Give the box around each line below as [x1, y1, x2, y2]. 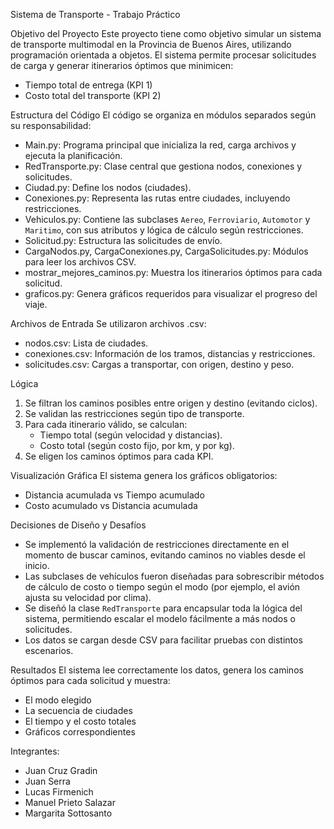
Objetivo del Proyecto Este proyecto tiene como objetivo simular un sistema [10, 28, 322, 39]
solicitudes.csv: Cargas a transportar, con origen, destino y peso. [24, 359, 295, 370]
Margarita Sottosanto [24, 807, 113, 819]
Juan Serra [24, 775, 71, 787]
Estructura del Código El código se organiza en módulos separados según [10, 109, 317, 121]
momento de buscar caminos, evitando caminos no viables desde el [24, 549, 306, 561]
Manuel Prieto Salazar [24, 797, 116, 808]
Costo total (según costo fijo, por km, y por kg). [39, 440, 235, 451]
